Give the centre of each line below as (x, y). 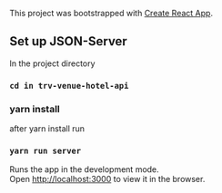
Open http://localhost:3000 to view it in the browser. (107, 179)
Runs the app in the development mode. (84, 169)
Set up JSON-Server (68, 41)
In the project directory (52, 63)
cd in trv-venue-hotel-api (69, 86)
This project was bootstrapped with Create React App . (111, 13)
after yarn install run (47, 129)
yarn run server (45, 150)
